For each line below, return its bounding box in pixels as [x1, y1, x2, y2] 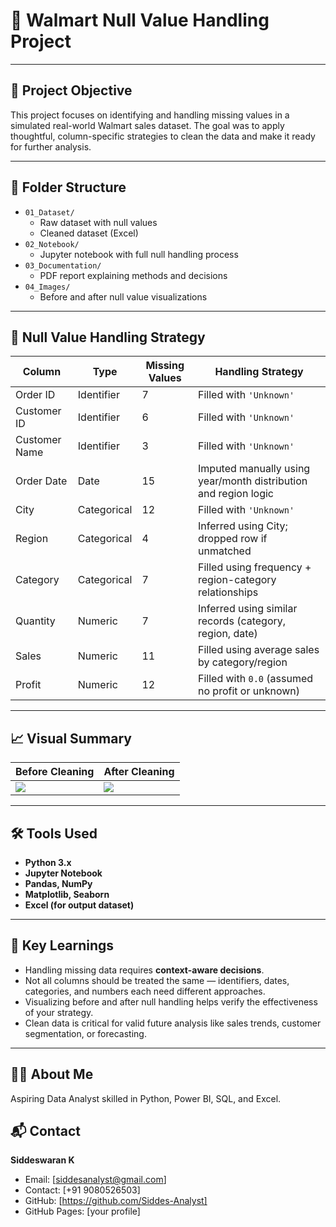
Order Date [15, 474, 68, 488]
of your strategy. [24, 1006, 94, 1018]
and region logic [198, 487, 274, 501]
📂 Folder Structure [10, 179, 127, 196]
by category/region [198, 655, 288, 669]
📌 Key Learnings [10, 937, 115, 954]
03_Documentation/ [24, 260, 102, 271]
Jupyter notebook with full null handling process [39, 248, 239, 260]
